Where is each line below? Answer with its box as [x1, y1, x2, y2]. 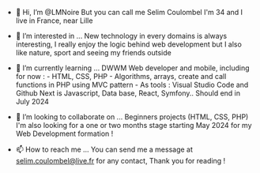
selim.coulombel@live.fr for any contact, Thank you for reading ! [15, 156, 226, 165]
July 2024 [15, 97, 50, 106]
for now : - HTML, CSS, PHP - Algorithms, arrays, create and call [15, 72, 227, 81]
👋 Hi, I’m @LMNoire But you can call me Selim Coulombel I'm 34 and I [15, 8, 243, 17]
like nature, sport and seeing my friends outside [15, 48, 171, 57]
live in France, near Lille [15, 16, 93, 25]
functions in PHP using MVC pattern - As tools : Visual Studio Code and [15, 80, 249, 89]
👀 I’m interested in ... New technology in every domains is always [15, 32, 228, 40]
